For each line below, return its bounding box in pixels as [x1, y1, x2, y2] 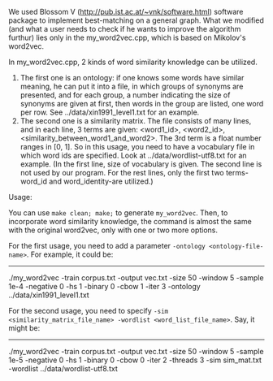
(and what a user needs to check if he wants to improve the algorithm [8, 24, 241, 33]
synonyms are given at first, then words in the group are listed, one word [19, 99, 264, 108]
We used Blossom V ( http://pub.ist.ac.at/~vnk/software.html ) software [8, 7, 244, 16]
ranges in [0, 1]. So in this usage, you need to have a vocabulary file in [19, 142, 255, 151]
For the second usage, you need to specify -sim [8, 306, 169, 315]
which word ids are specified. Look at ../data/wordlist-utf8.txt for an [19, 150, 247, 160]
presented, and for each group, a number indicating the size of [19, 90, 231, 100]
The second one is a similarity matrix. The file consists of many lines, [19, 116, 252, 125]
